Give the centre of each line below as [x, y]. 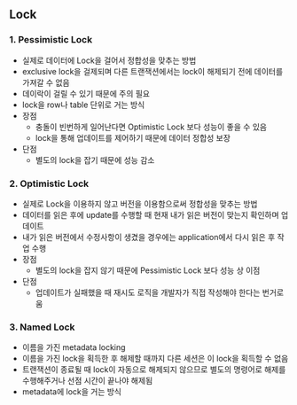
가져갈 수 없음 [46, 82]
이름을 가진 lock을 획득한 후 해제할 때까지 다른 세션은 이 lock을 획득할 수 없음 [155, 359]
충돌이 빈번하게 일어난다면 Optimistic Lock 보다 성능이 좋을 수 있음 [151, 127]
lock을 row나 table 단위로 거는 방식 [83, 105]
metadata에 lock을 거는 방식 [72, 392]
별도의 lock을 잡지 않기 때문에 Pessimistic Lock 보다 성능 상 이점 [148, 270]
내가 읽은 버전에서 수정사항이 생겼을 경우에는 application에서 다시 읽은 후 [148, 237]
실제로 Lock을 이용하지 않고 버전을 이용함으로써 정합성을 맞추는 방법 [140, 204]
